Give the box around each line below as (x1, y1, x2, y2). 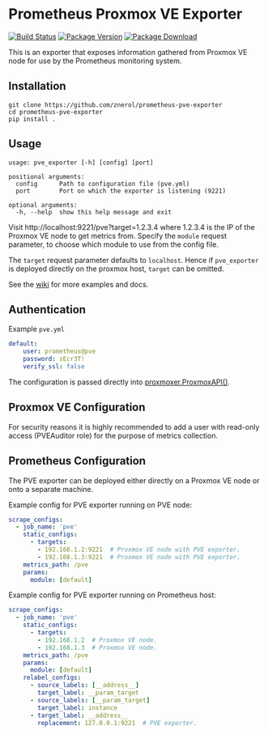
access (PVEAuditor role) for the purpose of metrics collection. (8, 431, 219, 440)
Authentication (8, 303, 87, 316)
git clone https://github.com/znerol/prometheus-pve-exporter (8, 100, 223, 109)
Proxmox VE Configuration (8, 401, 146, 414)
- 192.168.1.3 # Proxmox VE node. (37, 643, 158, 651)
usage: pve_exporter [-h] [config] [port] (8, 159, 154, 167)
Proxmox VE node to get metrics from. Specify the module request (8, 231, 228, 240)
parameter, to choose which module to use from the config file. (8, 240, 219, 249)
